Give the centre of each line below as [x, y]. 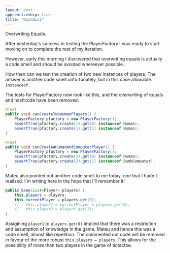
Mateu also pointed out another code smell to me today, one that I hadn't [81, 175]
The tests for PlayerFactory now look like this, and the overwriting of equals [84, 95]
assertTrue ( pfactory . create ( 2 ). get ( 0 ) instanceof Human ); [77, 156]
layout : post [19, 10]
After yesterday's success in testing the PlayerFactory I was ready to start [82, 44]
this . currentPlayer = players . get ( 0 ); [55, 200]
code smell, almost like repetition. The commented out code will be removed [85, 235]
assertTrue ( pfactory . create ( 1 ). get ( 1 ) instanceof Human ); [77, 128]
